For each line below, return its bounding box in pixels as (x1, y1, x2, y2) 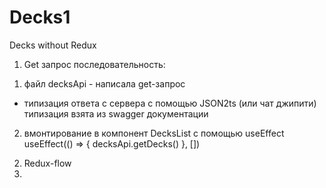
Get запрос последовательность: (23, 58, 166, 70)
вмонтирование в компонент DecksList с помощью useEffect (23, 127, 285, 139)
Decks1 (9, 6, 71, 29)
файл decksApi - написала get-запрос (23, 77, 186, 90)
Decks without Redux (9, 39, 97, 51)
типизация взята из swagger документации (23, 107, 209, 120)
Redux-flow (23, 157, 72, 169)
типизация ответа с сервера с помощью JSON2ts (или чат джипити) (23, 97, 317, 109)
